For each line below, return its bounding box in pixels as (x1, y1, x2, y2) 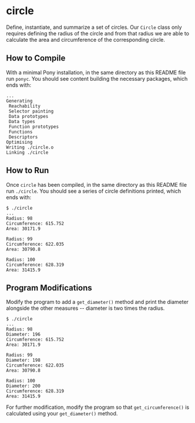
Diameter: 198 (6, 358, 41, 363)
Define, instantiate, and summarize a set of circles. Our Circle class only (6, 24, 182, 31)
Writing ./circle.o (6, 144, 54, 150)
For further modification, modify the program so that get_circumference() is (6, 404, 190, 411)
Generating (6, 98, 33, 104)
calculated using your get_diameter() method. (6, 410, 118, 417)
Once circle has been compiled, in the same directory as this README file (6, 181, 187, 188)
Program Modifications (6, 283, 92, 293)
